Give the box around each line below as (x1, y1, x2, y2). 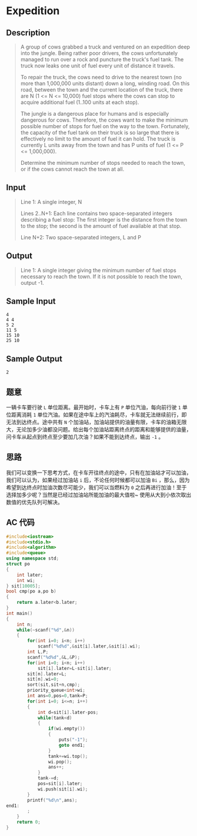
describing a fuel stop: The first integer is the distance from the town (20, 216, 188, 223)
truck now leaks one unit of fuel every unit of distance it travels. (20, 62, 175, 69)
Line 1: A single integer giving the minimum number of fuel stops (20, 266, 176, 274)
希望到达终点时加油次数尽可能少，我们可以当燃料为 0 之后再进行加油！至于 (6, 483, 187, 491)
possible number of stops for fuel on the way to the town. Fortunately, (20, 123, 190, 129)
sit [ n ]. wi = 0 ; (27, 676, 59, 682)
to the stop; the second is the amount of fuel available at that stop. (20, 222, 182, 229)
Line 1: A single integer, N (20, 198, 82, 205)
